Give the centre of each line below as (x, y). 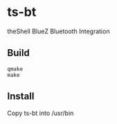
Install (21, 97)
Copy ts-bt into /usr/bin (40, 113)
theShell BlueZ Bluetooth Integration (58, 31)
